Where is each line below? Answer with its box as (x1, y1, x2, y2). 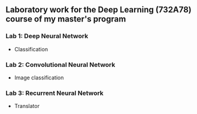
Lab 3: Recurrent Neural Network (5, 89, 104, 97)
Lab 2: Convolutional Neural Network (5, 60, 116, 69)
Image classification (14, 74, 64, 81)
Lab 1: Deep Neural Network (5, 32, 89, 41)
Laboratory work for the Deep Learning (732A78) (5, 5, 192, 15)
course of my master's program (5, 14, 126, 24)
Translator (14, 103, 40, 110)
